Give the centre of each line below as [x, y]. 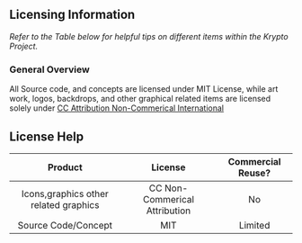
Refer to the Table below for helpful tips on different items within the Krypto [149, 36]
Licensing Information [72, 15]
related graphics [65, 204]
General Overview [49, 69]
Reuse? [254, 173]
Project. [24, 46]
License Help [46, 136]
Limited [254, 225]
